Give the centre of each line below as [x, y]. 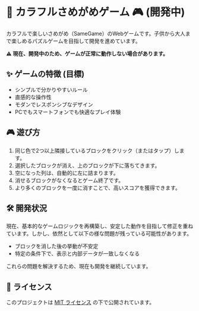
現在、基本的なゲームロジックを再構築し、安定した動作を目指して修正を [94, 226]
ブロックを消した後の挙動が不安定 [56, 246]
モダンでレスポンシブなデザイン [54, 104]
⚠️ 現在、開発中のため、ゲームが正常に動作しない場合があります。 [87, 54]
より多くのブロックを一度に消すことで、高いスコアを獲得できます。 [98, 187]
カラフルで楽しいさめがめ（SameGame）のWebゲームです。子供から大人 [96, 33]
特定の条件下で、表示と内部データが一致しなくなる [77, 254]
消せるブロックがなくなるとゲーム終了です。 [69, 180]
